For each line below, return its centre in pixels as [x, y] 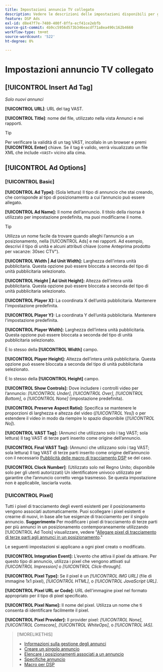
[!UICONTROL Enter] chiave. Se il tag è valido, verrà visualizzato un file [76, 147]
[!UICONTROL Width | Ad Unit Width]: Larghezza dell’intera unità [71, 261]
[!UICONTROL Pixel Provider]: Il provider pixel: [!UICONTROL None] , [74, 619]
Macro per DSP [39, 664]
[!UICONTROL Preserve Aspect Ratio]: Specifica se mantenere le [71, 408]
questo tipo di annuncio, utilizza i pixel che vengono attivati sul [68, 561]
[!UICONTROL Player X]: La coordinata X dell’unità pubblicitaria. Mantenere [81, 300]
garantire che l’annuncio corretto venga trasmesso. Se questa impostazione [81, 478]
